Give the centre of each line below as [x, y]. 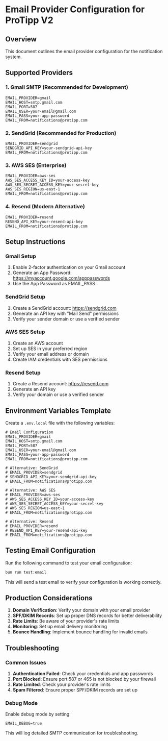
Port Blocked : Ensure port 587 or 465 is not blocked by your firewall [84, 679]
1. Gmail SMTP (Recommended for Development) [67, 87]
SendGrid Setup [25, 297]
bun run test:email [26, 572]
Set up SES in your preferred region [50, 349]
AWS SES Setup [25, 332]
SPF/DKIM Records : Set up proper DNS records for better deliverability [87, 615]
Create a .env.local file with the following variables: [60, 423]
